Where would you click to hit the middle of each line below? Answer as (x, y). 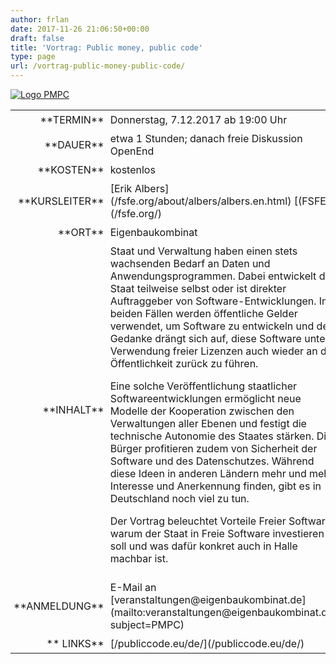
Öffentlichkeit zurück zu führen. (184, 363)
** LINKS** (75, 643)
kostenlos (132, 169)
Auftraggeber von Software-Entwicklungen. (213, 301)
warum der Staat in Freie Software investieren (217, 533)
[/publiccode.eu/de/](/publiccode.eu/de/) (207, 643)
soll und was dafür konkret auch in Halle (203, 546)
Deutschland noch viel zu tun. (179, 498)
